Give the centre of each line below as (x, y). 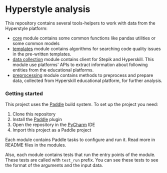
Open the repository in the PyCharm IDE (54, 125)
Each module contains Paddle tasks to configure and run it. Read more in (80, 140)
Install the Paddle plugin (37, 119)
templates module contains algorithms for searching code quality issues (86, 48)
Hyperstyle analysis (48, 9)
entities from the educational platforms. (53, 70)
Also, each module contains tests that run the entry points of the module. (80, 155)
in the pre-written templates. (42, 54)
